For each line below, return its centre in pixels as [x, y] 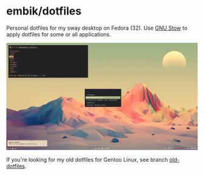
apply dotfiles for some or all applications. [59, 34]
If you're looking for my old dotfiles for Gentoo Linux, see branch [87, 160]
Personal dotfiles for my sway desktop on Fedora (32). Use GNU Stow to [97, 28]
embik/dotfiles [44, 11]
